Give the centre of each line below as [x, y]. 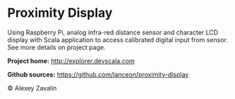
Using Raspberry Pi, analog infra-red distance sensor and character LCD [113, 32]
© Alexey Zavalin [32, 88]
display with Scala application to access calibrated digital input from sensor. [117, 39]
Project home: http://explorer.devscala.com [71, 60]
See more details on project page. [56, 47]
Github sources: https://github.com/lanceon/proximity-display [98, 74]
